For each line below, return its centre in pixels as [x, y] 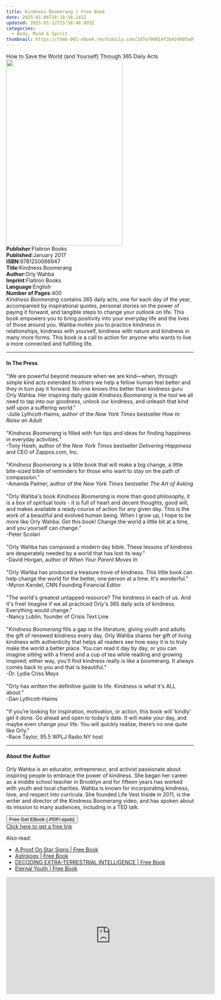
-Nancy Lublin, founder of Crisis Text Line [57, 616]
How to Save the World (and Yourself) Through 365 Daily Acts [82, 56]
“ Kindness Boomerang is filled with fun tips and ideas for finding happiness [99, 433]
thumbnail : [20, 39]
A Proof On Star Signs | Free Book [56, 850]
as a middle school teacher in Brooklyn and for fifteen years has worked [94, 782]
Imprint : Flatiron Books [34, 280]
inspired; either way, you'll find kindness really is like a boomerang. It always [100, 661]
